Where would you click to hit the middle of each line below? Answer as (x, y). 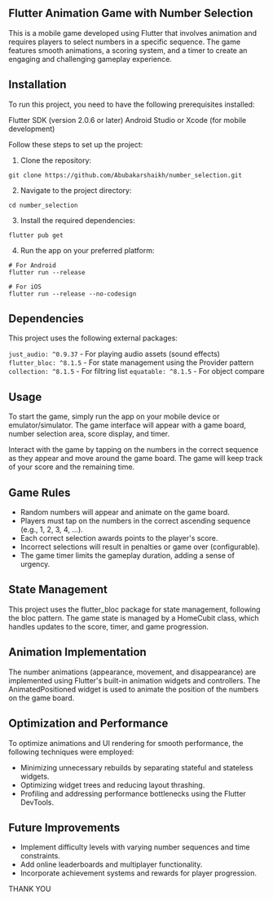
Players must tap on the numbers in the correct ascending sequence (135, 521)
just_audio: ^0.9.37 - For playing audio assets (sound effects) (114, 354)
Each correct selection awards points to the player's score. (119, 538)
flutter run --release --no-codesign (73, 294)
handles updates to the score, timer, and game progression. (109, 626)
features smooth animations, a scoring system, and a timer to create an (128, 50)
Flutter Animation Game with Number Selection (131, 13)
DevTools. (37, 802)
